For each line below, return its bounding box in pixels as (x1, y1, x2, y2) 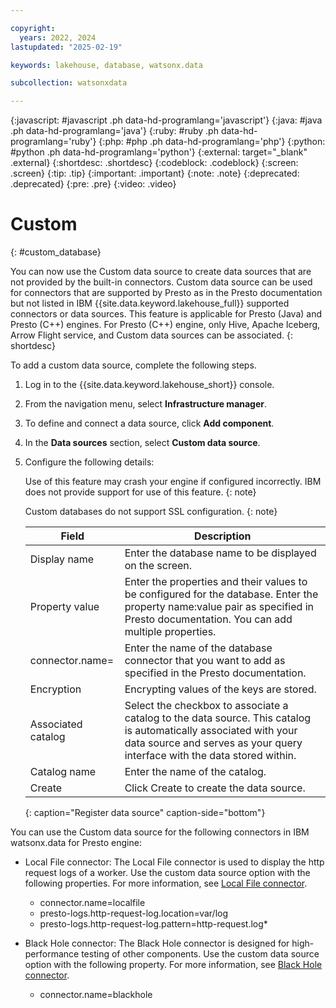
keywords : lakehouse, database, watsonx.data (10, 60, 203, 70)
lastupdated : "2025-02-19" (10, 42, 123, 52)
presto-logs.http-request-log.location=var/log (39, 907, 229, 920)
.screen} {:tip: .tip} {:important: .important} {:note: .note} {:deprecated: (10, 167, 300, 180)
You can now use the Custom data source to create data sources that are (10, 266, 312, 278)
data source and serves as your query (124, 736, 303, 750)
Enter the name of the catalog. (124, 765, 267, 779)
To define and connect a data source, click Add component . (24, 417, 275, 430)
